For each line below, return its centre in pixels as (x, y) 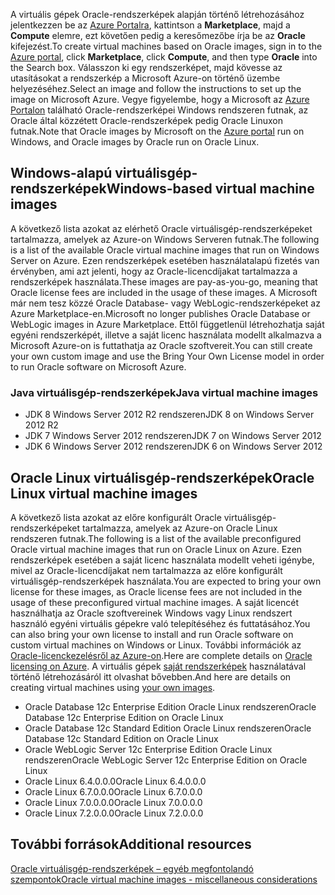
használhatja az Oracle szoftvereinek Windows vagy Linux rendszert (151, 613)
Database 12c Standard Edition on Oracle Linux (121, 738)
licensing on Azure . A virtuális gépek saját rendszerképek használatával (158, 666)
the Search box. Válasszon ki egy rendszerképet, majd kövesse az (146, 67)
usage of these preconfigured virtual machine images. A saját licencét (154, 602)
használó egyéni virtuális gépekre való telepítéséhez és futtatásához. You (160, 623)
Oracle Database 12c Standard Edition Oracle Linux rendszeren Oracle (168, 728)
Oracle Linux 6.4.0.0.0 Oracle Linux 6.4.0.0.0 (115, 781)
